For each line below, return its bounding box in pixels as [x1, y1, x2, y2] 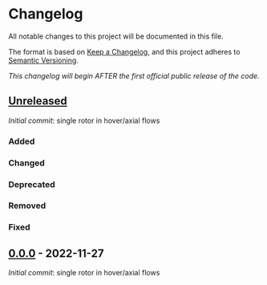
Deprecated [8, 178, 56, 189]
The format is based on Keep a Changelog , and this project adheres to [8, 47, 241, 56]
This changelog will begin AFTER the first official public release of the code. [8, 71, 260, 80]
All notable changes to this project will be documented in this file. [8, 31, 225, 41]
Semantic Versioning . [8, 55, 79, 65]
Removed [8, 200, 47, 211]
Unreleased [8, 94, 68, 108]
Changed [8, 157, 46, 169]
